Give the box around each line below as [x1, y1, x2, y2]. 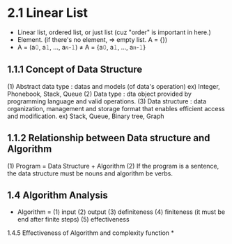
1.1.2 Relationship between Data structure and [7, 132, 210, 144]
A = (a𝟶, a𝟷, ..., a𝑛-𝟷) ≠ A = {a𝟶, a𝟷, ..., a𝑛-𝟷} [17, 43, 146, 51]
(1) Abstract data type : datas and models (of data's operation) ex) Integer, [7, 82, 221, 90]
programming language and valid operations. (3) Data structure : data [7, 96, 207, 106]
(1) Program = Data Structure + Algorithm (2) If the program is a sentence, [7, 162, 219, 170]
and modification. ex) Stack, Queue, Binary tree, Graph [7, 112, 164, 120]
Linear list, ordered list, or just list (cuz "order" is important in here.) [17, 28, 211, 36]
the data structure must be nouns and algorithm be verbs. [7, 169, 173, 178]
